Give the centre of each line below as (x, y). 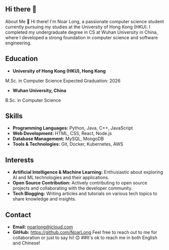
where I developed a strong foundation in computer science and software (81, 37)
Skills (14, 116)
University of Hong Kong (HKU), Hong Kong (59, 71)
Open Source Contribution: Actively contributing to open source (80, 183)
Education (22, 59)
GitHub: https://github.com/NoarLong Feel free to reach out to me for (85, 232)
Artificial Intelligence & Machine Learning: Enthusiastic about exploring (88, 172)
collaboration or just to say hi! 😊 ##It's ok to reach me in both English (85, 238)
